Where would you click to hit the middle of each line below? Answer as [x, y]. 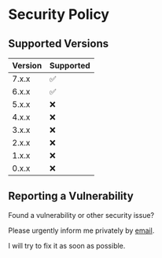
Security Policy [59, 15]
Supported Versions [58, 44]
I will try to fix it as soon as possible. [67, 245]
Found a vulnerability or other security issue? [81, 215]
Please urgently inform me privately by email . [81, 230]
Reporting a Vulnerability [71, 196]
